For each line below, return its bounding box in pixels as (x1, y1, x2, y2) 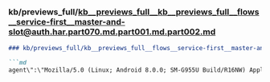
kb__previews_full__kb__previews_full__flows (77, 6, 260, 18)
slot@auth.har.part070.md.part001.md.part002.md (8, 26, 216, 37)
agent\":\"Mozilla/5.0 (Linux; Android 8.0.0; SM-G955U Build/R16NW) (8, 66, 247, 74)
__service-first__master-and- (8, 16, 126, 27)
